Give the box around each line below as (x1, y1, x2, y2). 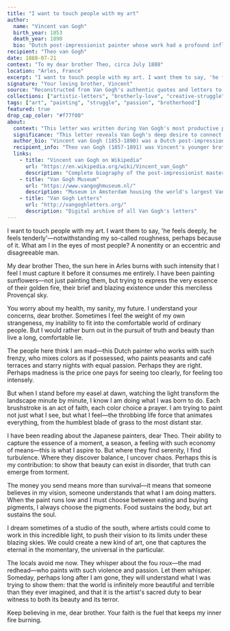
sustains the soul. (7, 510, 57, 519)
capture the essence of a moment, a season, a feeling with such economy (7, 438, 216, 447)
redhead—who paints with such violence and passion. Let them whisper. (7, 566, 212, 574)
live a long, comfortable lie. (7, 333, 84, 342)
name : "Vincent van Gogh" (13, 23, 88, 29)
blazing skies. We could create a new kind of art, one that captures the (7, 538, 207, 546)
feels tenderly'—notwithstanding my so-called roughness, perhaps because (7, 234, 222, 242)
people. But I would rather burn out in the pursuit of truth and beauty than (7, 326, 214, 334)
